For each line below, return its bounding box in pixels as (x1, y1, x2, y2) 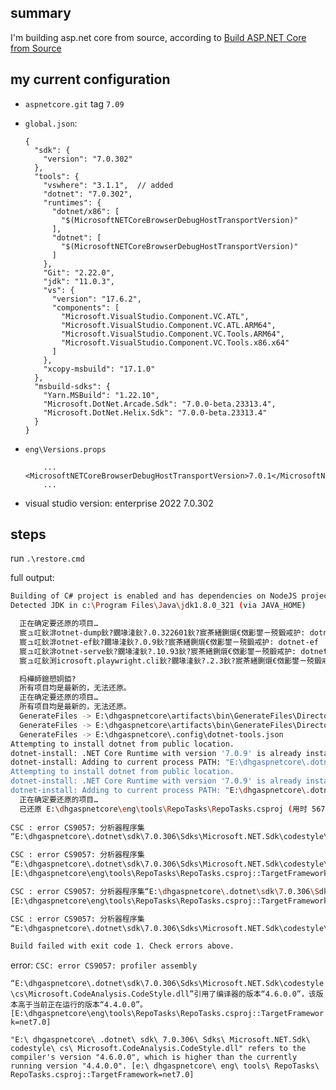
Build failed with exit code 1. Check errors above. (10, 941, 235, 951)
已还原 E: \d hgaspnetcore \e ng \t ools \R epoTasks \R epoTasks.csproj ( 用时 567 (19, 804, 326, 814)
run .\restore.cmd (10, 552, 85, 565)
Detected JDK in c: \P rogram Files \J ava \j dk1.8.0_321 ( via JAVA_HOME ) (10, 601, 307, 611)
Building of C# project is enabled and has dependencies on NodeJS (10, 591, 298, 601)
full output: (10, 572, 55, 584)
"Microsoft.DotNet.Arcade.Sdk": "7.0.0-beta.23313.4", (43, 399, 277, 409)
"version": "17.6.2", (51, 294, 142, 304)
